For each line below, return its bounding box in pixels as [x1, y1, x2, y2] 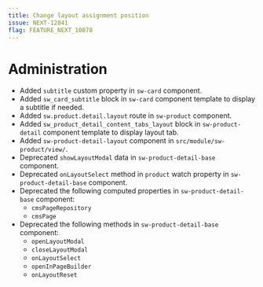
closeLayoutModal [31, 246, 89, 254]
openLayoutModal [31, 237, 85, 246]
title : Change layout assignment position [8, 11, 149, 20]
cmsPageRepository [31, 204, 92, 212]
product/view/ [19, 146, 66, 154]
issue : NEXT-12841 [8, 19, 68, 27]
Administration [8, 60, 108, 78]
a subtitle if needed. [19, 103, 85, 112]
